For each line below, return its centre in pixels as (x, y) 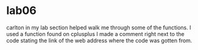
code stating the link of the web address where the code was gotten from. (99, 40)
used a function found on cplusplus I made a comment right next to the (95, 34)
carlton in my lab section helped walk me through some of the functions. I (99, 27)
